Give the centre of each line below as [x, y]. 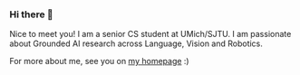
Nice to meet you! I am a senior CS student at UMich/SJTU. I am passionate [150, 34]
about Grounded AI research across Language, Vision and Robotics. [136, 43]
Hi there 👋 [32, 14]
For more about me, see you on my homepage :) [99, 61]
